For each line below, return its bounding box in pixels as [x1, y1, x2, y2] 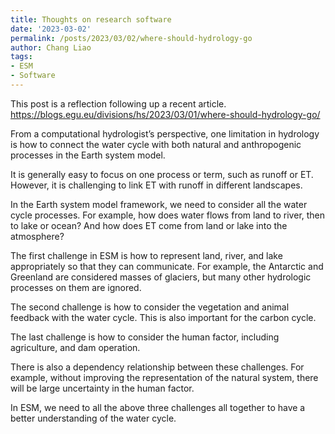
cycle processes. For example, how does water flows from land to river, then [10, 209, 326, 221]
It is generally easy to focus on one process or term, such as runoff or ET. [10, 168, 314, 180]
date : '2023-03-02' [10, 24, 92, 34]
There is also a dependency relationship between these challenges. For [10, 361, 305, 373]
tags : [10, 52, 33, 62]
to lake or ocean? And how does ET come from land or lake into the [10, 219, 288, 231]
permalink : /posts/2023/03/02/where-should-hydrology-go [10, 33, 253, 43]
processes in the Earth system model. [10, 149, 166, 161]
